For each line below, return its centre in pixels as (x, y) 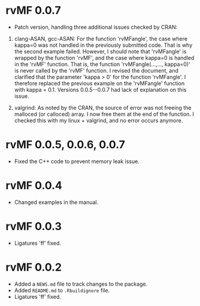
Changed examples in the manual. (56, 202)
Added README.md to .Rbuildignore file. (62, 290)
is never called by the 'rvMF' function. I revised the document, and (96, 70)
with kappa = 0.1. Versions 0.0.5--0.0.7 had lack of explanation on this (100, 89)
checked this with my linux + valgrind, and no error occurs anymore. (99, 120)
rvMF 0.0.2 (34, 267)
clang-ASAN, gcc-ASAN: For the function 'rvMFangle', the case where (101, 38)
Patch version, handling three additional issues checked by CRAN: (96, 27)
